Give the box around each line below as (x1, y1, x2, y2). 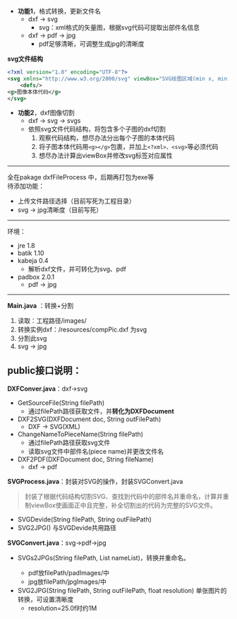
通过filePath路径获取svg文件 (28, 438, 111, 447)
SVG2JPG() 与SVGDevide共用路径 (17, 524, 117, 532)
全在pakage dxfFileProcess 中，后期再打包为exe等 (7, 173, 154, 182)
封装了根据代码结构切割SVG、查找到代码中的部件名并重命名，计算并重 (24, 493, 229, 501)
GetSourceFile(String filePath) (17, 399, 105, 407)
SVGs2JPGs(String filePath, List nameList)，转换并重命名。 (17, 554, 190, 562)
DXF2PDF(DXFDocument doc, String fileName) (17, 455, 154, 464)
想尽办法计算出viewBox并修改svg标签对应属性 (38, 151, 173, 160)
